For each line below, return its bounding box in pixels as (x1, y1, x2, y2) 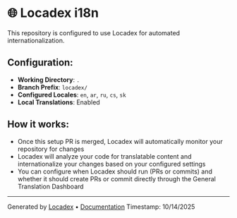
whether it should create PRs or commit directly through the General (17, 174, 217, 183)
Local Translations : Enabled (17, 97, 100, 107)
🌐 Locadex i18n (7, 5, 99, 21)
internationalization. (7, 36, 65, 44)
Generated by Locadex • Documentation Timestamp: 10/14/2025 (7, 202, 195, 211)
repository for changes (17, 145, 85, 153)
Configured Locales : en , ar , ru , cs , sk (17, 90, 126, 99)
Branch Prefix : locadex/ (17, 83, 88, 91)
